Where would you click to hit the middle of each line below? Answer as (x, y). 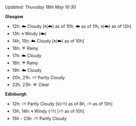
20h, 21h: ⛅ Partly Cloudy (38, 77)
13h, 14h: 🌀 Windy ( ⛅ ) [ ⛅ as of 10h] (48, 111)
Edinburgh (16, 94)
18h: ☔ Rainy (25, 63)
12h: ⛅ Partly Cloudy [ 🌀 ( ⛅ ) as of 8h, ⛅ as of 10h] (62, 104)
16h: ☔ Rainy (25, 48)
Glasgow (14, 16)
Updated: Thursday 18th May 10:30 (41, 7)
